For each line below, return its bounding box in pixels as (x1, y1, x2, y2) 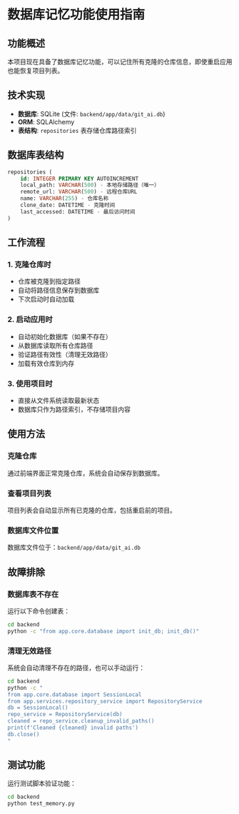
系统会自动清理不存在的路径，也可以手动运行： (7, 663, 145, 672)
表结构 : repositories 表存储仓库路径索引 (17, 126, 137, 134)
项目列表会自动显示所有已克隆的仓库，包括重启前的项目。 (7, 506, 176, 514)
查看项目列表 (7, 488, 52, 498)
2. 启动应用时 (7, 315, 53, 325)
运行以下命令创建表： (7, 606, 70, 615)
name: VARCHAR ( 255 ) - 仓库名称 (20, 195, 109, 202)
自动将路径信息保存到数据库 (17, 286, 100, 295)
